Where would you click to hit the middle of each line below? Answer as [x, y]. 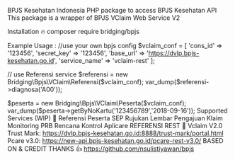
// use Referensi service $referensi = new [68, 74]
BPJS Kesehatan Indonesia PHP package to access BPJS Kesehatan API [112, 10]
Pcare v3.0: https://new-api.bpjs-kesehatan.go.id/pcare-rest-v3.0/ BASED [116, 141]
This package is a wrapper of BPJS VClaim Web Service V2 [94, 18]
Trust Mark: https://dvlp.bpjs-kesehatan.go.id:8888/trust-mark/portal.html [116, 133]
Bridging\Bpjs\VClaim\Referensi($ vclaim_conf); [75, 82]
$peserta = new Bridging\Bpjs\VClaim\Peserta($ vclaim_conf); [97, 103]
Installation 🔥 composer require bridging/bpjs [74, 32]
